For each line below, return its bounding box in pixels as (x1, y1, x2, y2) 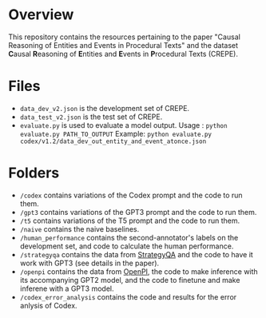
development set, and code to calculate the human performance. (19, 241, 234, 251)
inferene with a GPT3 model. (19, 284, 114, 293)
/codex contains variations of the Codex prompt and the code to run (19, 190, 243, 200)
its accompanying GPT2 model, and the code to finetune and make (19, 275, 240, 284)
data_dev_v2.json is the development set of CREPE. (19, 103, 190, 113)
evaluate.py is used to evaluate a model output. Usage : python (19, 120, 228, 129)
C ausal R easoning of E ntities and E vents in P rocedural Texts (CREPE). (8, 49, 238, 58)
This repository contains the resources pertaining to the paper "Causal (8, 32, 241, 42)
